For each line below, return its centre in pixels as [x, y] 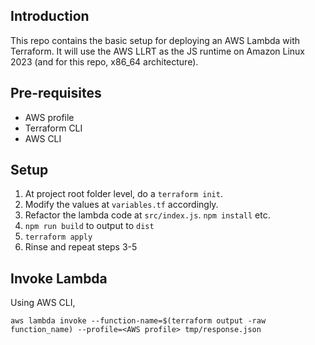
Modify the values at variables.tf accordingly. [121, 205]
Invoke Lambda [59, 278]
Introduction [50, 16]
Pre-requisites [56, 93]
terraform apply [58, 237]
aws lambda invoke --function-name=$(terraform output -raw [138, 321]
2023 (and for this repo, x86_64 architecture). [104, 61]
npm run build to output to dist [89, 226]
